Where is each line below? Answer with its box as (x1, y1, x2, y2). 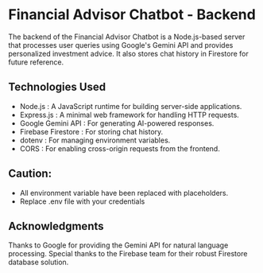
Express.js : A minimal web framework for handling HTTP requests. (19, 110, 240, 119)
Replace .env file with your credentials (19, 197, 145, 206)
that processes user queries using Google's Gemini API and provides (8, 40, 234, 49)
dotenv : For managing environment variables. (19, 135, 171, 145)
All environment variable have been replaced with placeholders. (19, 188, 229, 197)
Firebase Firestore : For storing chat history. (19, 127, 164, 136)
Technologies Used (8, 80, 106, 94)
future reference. (8, 57, 64, 67)
